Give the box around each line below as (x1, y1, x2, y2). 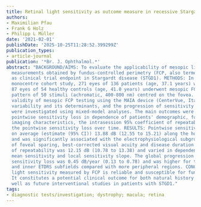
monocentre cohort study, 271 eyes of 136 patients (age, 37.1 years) (11, 81, 191, 87)
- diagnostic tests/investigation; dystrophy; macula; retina (6, 191, 165, 197)
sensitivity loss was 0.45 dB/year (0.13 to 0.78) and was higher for (11, 159, 191, 165)
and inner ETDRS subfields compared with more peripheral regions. (11, 164, 184, 170)
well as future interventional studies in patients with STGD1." (11, 181, 178, 187)
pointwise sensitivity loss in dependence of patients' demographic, (11, 114, 188, 120)
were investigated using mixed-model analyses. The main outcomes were (11, 109, 194, 115)
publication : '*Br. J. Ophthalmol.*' (6, 58, 100, 64)
